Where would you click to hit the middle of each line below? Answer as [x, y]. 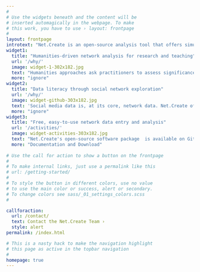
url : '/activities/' [37, 128]
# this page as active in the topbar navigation [68, 249]
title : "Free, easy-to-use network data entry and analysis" [89, 123]
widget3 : [17, 117]
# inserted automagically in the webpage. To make [70, 23]
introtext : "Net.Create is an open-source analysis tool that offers [94, 45]
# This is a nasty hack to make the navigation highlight [79, 243]
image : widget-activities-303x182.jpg [60, 134]
